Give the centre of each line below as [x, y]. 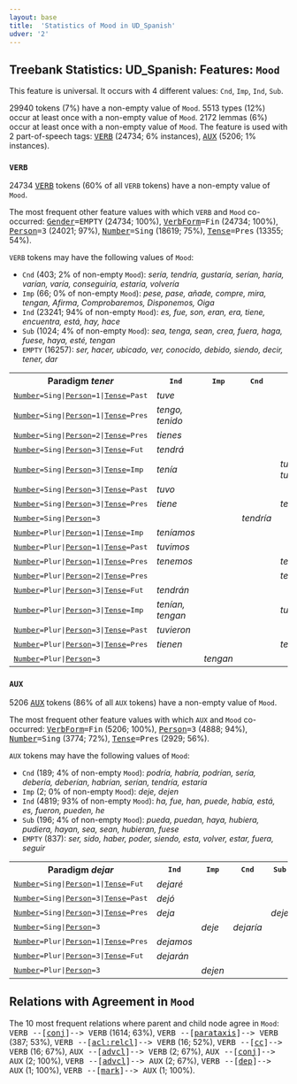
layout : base [33, 17]
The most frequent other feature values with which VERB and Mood [127, 212]
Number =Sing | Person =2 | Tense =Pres [81, 435]
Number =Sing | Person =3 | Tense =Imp [79, 469]
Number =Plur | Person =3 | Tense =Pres [81, 644]
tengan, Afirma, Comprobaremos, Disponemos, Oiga [118, 303]
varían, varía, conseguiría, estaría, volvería [100, 284]
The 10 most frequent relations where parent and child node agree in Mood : [145, 1023]
